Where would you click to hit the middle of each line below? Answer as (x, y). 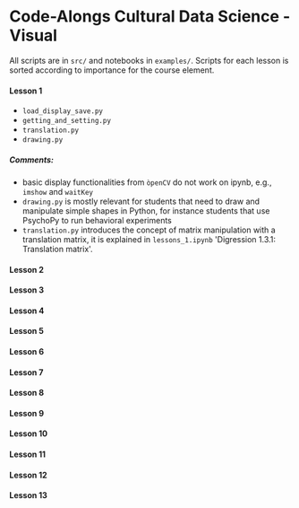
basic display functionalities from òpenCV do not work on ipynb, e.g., (147, 182)
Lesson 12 (28, 475)
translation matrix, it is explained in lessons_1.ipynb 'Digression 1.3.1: (149, 240)
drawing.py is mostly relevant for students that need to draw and (141, 201)
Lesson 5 (27, 331)
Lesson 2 (27, 269)
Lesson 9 (27, 413)
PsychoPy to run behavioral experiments (97, 221)
